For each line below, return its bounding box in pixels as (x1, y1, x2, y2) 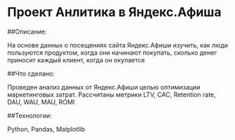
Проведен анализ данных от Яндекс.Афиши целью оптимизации (7, 83, 201, 91)
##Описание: (7, 27, 47, 36)
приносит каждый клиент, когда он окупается (7, 55, 145, 64)
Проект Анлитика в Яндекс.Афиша (7, 4, 222, 20)
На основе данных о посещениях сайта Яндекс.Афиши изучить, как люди (7, 41, 229, 49)
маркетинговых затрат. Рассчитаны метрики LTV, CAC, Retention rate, (7, 90, 216, 99)
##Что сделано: (7, 69, 55, 78)
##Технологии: (7, 111, 53, 120)
